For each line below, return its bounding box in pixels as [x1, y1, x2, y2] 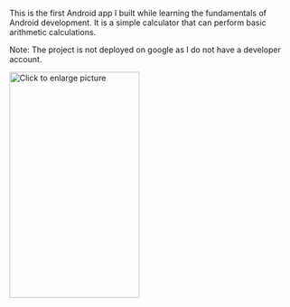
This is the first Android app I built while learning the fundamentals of [9, 8, 267, 18]
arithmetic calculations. [9, 27, 97, 37]
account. [9, 54, 42, 64]
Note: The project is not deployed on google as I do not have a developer [9, 44, 282, 55]
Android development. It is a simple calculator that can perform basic [9, 17, 267, 28]
